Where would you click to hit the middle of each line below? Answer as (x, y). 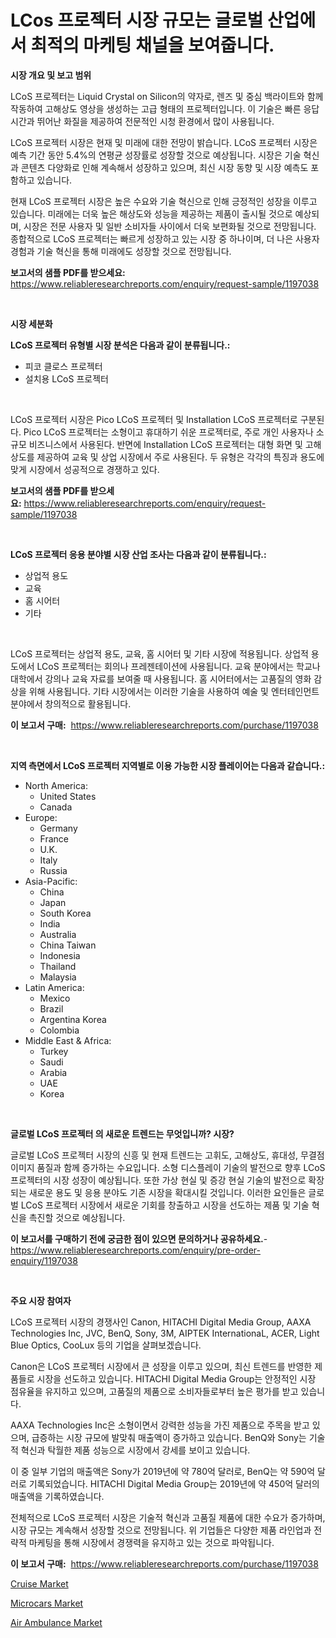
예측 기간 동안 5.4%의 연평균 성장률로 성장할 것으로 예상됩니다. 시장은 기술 (156, 155)
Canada (56, 807)
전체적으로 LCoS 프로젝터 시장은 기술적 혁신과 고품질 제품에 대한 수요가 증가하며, (168, 1517)
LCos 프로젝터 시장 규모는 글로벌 (137, 20)
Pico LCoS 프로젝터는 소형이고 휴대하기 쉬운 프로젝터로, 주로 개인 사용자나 (168, 432)
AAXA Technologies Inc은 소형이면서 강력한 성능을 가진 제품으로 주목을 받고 (160, 1425)
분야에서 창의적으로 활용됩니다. (71, 703)
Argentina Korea (73, 1019)
